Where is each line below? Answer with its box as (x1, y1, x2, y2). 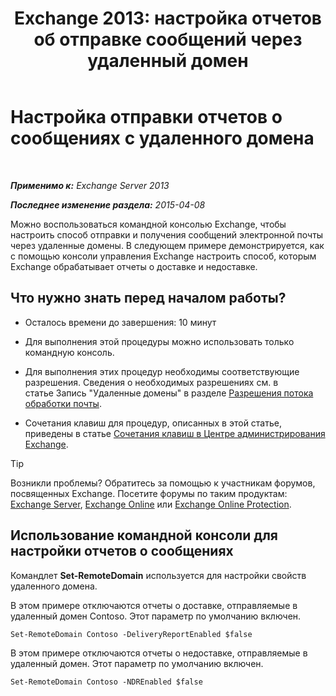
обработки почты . (24, 397, 102, 409)
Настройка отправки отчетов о (10, 106, 283, 129)
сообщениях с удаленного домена (10, 127, 315, 150)
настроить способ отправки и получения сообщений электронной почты (10, 228, 324, 241)
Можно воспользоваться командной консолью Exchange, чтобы (10, 218, 287, 230)
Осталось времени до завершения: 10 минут (24, 316, 217, 328)
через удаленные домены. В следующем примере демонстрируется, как (10, 239, 325, 251)
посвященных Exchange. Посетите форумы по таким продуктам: (10, 487, 288, 499)
